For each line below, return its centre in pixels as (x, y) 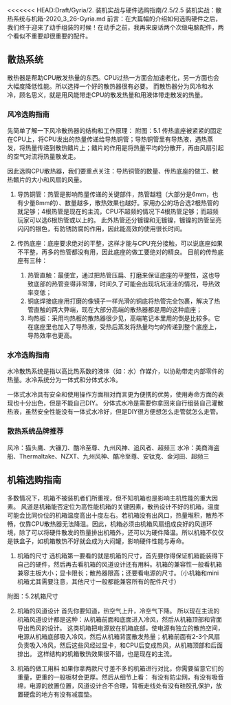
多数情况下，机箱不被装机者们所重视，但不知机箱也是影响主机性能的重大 (109, 498)
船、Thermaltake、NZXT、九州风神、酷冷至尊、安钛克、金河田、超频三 (108, 456)
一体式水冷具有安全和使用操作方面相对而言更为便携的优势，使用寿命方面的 (112, 394)
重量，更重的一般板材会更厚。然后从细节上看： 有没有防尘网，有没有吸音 (120, 677)
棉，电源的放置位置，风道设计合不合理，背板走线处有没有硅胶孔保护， (117, 685)
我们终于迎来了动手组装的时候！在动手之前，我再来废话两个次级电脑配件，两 (115, 27)
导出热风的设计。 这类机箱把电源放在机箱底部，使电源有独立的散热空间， (120, 628)
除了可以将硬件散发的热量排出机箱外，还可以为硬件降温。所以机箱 (112, 532)
